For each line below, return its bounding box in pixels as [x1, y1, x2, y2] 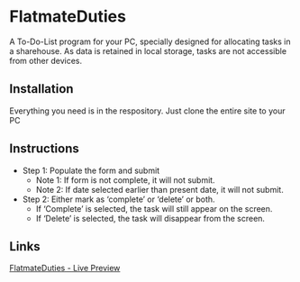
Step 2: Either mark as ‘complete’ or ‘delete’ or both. [22, 194, 215, 205]
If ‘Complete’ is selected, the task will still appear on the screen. [35, 203, 273, 214]
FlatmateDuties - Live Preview [9, 263, 121, 274]
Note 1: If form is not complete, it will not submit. [35, 174, 215, 186]
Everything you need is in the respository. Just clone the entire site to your [9, 105, 286, 116]
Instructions [9, 141, 79, 157]
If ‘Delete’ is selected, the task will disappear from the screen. [35, 213, 266, 223]
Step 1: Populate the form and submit [22, 165, 160, 176]
